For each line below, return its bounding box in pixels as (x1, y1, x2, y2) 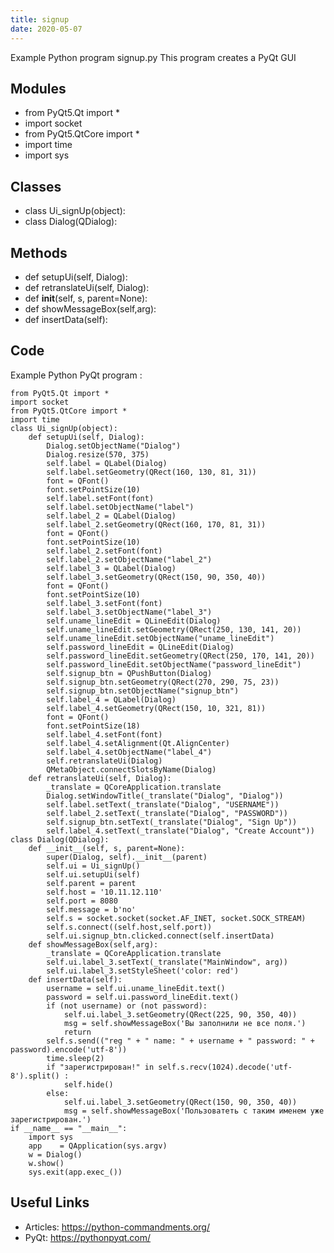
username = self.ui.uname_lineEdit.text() (46, 983, 226, 993)
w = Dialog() (28, 1149, 83, 1160)
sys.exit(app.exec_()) (28, 1167, 123, 1177)
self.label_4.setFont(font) (46, 729, 163, 740)
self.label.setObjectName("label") (46, 502, 195, 512)
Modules (10, 80, 67, 97)
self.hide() (63, 1079, 114, 1090)
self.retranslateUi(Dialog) (46, 756, 163, 766)
